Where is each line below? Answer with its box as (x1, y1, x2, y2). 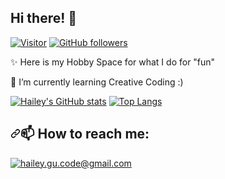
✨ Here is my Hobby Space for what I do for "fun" (10, 56, 216, 68)
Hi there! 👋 (10, 10, 78, 27)
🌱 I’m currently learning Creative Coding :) (10, 76, 184, 88)
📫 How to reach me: (20, 126, 150, 143)
